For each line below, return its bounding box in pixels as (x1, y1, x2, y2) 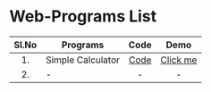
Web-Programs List (9, 6, 157, 27)
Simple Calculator (46, 54, 121, 66)
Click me (160, 54, 198, 66)
